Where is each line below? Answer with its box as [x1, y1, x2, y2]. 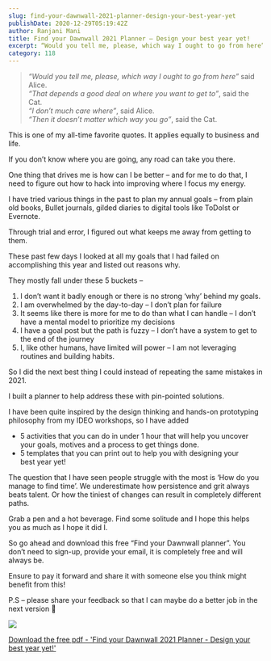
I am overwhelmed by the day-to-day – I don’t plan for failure [19, 300, 222, 309]
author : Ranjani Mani [8, 27, 81, 35]
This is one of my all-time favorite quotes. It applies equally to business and [8, 130, 260, 140]
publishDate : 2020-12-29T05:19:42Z [8, 19, 128, 27]
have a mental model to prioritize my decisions [19, 317, 176, 326]
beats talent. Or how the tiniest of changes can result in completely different [8, 490, 261, 499]
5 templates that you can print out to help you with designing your [19, 448, 240, 457]
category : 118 [8, 49, 56, 57]
